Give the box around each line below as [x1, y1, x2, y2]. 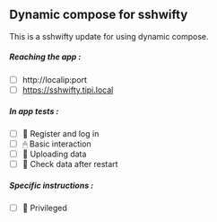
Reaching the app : [9, 51, 82, 62]
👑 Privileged [22, 202, 67, 214]
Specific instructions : [9, 180, 94, 191]
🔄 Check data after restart [22, 159, 118, 170]
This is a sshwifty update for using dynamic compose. [9, 31, 209, 41]
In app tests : [9, 105, 59, 116]
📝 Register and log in [22, 128, 100, 138]
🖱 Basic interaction [22, 138, 91, 149]
